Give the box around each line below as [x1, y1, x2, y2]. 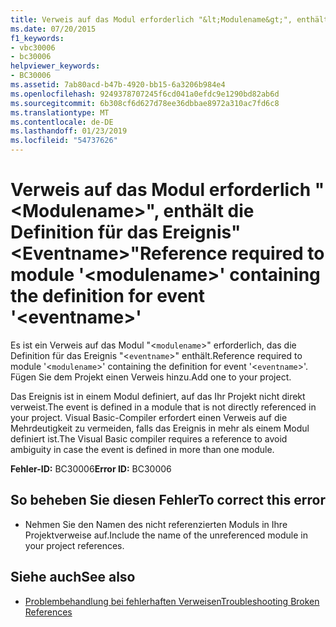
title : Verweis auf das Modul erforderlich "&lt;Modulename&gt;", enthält [10, 14, 329, 25]
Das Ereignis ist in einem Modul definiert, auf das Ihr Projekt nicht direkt [10, 390, 306, 402]
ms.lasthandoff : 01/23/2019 [10, 126, 128, 136]
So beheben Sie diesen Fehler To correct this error [10, 492, 326, 509]
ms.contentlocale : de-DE [10, 117, 114, 127]
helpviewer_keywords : [10, 61, 101, 71]
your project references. [24, 539, 125, 551]
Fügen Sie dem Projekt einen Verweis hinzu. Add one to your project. [10, 371, 292, 383]
